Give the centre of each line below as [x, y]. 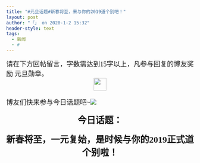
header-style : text [30, 28]
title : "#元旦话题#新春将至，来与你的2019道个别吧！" [66, 12]
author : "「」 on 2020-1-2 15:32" [48, 23]
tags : [13, 34]
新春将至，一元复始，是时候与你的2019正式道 [100, 140]
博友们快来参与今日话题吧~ [48, 102]
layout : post [22, 17]
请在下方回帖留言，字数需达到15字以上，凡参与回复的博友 [97, 64]
